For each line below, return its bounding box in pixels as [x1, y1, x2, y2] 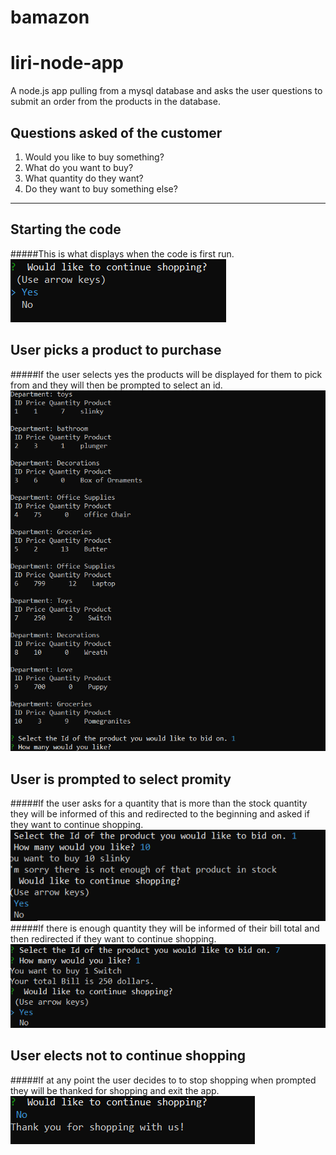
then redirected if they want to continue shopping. [10, 932, 217, 945]
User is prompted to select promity [10, 771, 232, 788]
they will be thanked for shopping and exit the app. [10, 1084, 220, 1096]
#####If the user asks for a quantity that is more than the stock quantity [10, 797, 308, 810]
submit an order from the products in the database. [10, 96, 221, 108]
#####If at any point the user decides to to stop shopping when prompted [10, 1074, 317, 1086]
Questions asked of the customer [10, 124, 223, 141]
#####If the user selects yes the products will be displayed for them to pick [10, 368, 323, 380]
